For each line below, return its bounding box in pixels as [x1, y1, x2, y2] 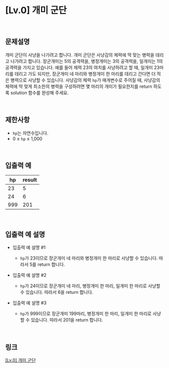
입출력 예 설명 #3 [12, 300, 47, 306]
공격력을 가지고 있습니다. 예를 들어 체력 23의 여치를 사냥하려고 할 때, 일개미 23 [5, 64, 160, 71]
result [22, 176, 37, 183]
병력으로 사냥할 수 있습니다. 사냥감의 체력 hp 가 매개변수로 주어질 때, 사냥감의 [10, 77, 160, 83]
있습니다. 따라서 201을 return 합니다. [31, 317, 103, 323]
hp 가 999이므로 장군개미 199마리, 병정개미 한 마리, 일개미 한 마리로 [20, 311, 152, 317]
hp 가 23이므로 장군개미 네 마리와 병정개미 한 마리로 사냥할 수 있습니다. [20, 255, 158, 261]
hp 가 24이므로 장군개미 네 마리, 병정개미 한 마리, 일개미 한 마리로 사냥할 [20, 283, 160, 289]
